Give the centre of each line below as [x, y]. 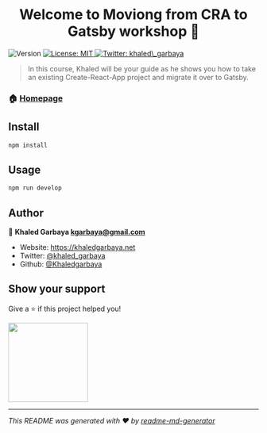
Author [26, 213]
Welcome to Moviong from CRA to [133, 15]
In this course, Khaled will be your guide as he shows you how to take [142, 68]
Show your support [57, 289]
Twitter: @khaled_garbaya [62, 256]
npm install [28, 145]
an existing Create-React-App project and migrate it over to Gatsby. [138, 77]
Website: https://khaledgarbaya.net [77, 247]
